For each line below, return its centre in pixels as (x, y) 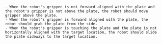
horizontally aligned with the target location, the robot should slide (81, 32)
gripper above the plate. (31, 15)
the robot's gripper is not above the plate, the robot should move (77, 11)
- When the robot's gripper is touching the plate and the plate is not (81, 28)
